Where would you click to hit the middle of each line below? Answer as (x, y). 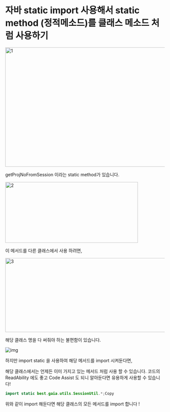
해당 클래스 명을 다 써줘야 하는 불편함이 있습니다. (53, 340)
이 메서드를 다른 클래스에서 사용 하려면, (44, 250)
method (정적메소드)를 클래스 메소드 (77, 23)
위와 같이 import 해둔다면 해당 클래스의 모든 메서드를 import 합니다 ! (73, 404)
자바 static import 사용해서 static (73, 10)
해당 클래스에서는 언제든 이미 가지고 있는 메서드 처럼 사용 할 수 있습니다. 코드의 (83, 371)
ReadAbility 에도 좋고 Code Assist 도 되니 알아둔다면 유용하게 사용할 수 (76, 378)
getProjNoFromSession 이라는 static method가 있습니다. (62, 174)
